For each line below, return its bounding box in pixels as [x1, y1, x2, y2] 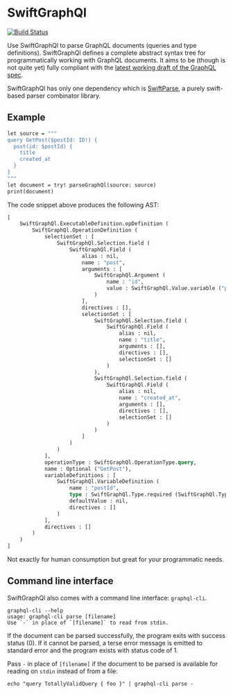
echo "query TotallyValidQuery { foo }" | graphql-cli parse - [7, 680, 194, 687]
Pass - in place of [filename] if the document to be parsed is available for [7, 659, 218, 668]
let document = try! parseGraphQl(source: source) [7, 182, 157, 189]
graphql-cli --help [7, 607, 64, 614]
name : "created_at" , [119, 394, 182, 401]
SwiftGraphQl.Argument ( [94, 272, 166, 279]
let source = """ [7, 130, 58, 137]
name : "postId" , [69, 485, 119, 492]
